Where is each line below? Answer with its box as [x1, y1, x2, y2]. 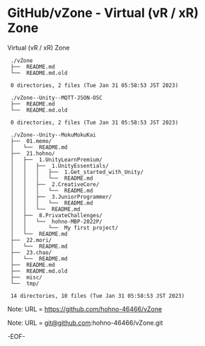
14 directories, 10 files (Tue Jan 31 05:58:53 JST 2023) [10, 292, 185, 299]
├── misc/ [10, 274, 42, 281]
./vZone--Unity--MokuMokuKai [10, 131, 97, 139]
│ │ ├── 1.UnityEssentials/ [10, 162, 110, 169]
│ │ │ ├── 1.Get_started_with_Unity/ [10, 168, 143, 175]
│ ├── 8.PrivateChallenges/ [10, 212, 102, 219]
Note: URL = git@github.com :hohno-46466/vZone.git [7, 318, 163, 327]
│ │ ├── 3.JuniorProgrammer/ [10, 193, 112, 200]
